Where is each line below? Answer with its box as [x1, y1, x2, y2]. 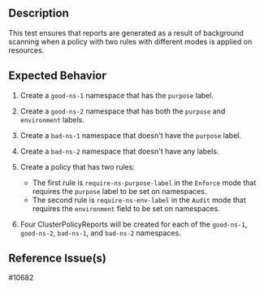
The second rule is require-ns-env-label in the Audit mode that [32, 195, 246, 205]
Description [8, 6, 69, 20]
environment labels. [19, 114, 85, 124]
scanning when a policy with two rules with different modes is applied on [8, 37, 253, 46]
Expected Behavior [8, 69, 107, 83]
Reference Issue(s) [8, 252, 107, 265]
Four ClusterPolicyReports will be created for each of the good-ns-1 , [19, 219, 248, 229]
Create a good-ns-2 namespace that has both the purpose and [19, 106, 226, 116]
